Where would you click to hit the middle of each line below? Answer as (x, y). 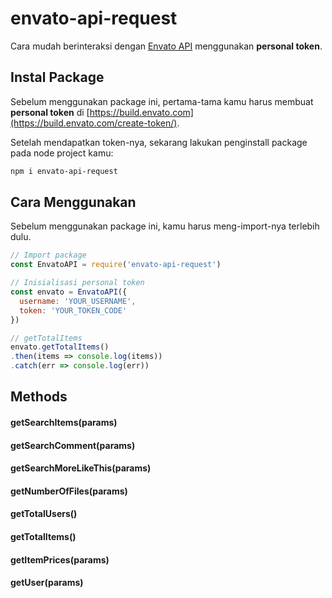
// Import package (48, 255)
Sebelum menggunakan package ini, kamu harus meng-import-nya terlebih (165, 226)
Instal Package (57, 77)
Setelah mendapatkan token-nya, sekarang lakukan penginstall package (159, 142)
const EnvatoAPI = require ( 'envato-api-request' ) (116, 265)
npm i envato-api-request (64, 171)
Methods (39, 397)
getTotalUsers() (44, 514)
